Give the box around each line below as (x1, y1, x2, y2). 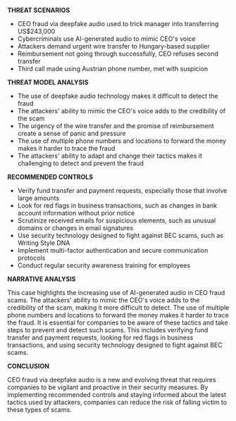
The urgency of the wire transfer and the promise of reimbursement (17, 122, 215, 130)
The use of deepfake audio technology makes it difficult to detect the (17, 92, 218, 100)
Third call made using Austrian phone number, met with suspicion (17, 65, 209, 73)
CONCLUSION (7, 362, 49, 370)
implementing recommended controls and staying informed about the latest (7, 391, 227, 398)
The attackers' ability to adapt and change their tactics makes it (17, 151, 203, 160)
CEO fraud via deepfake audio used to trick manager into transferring (17, 20, 219, 27)
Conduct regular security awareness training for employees (17, 261, 191, 270)
